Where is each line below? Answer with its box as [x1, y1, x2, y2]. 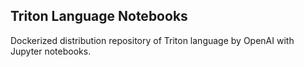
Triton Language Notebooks [10, 8, 188, 25]
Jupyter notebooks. [10, 45, 92, 57]
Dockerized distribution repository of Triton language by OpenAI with [10, 34, 295, 46]
